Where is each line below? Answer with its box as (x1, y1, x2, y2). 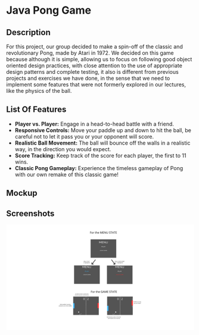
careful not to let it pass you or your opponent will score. (14, 133, 154, 140)
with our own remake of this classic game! (14, 171, 119, 178)
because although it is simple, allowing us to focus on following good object (6, 56, 192, 62)
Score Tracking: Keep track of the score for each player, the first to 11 (14, 152, 186, 159)
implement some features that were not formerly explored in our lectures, (6, 81, 186, 88)
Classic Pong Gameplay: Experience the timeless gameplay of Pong (14, 164, 184, 171)
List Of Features (6, 105, 67, 115)
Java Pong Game (6, 4, 91, 17)
